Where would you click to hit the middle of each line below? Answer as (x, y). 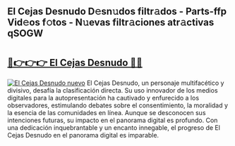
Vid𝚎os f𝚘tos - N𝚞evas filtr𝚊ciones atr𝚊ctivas (111, 23)
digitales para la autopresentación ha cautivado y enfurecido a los (103, 98)
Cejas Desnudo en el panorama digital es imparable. (83, 135)
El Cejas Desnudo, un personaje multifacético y (156, 83)
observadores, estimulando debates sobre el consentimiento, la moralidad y (117, 105)
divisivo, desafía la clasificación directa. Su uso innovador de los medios (113, 90)
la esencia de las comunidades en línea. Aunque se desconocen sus (107, 113)
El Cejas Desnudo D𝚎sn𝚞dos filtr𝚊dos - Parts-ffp (117, 12)
